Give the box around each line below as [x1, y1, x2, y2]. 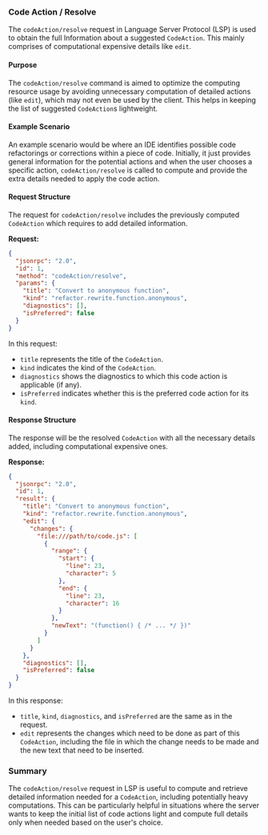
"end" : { [58, 584, 88, 592]
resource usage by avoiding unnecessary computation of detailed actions [8, 87, 251, 96]
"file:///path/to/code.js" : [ [37, 532, 138, 540]
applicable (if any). [19, 379, 82, 389]
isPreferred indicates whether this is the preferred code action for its [19, 388, 250, 398]
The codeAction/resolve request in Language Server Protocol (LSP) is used [8, 25, 257, 34]
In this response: [8, 696, 63, 706]
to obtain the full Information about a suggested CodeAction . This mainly [8, 33, 246, 43]
